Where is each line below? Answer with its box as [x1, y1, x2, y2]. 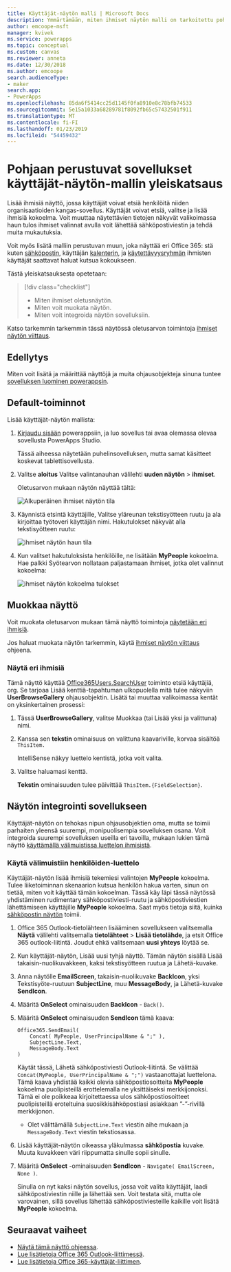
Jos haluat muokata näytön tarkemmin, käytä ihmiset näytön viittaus [7, 638, 200, 646]
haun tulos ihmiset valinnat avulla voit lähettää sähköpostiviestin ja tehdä [7, 221, 213, 229]
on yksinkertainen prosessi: [7, 700, 85, 708]
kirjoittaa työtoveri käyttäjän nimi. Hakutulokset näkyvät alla [16, 517, 186, 526]
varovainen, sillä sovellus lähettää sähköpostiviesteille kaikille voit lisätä [16, 1197, 219, 1206]
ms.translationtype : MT [7, 112, 76, 119]
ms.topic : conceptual [7, 42, 69, 49]
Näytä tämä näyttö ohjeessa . [16, 1242, 98, 1251]
